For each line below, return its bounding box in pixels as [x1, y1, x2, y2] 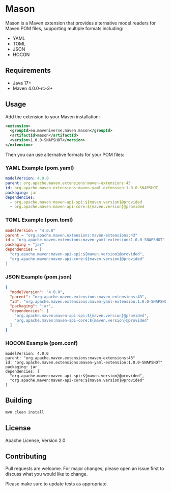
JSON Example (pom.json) [5, 273, 72, 280]
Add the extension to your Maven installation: [5, 113, 100, 120]
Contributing [5, 452, 47, 460]
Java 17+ [12, 80, 32, 86]
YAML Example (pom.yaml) [5, 164, 74, 171]
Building [5, 396, 32, 405]
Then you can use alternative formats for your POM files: [5, 151, 125, 158]
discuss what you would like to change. [5, 471, 88, 477]
